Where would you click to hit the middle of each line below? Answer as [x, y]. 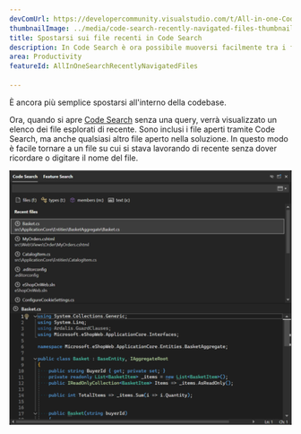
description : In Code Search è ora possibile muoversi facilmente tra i [148, 48]
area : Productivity [46, 57]
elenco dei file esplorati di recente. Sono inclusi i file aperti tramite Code [142, 129]
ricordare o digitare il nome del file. [74, 158]
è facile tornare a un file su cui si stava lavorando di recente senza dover [143, 148]
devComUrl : [30, 19]
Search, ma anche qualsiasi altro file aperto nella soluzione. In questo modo [149, 138]
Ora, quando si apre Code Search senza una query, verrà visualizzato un [143, 119]
